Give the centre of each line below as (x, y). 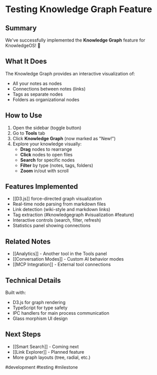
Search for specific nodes (47, 160)
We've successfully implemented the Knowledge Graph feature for (75, 40)
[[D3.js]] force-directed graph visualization (57, 199)
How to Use (24, 116)
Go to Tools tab (29, 133)
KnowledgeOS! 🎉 (23, 46)
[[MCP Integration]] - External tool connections (62, 265)
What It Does (26, 61)
